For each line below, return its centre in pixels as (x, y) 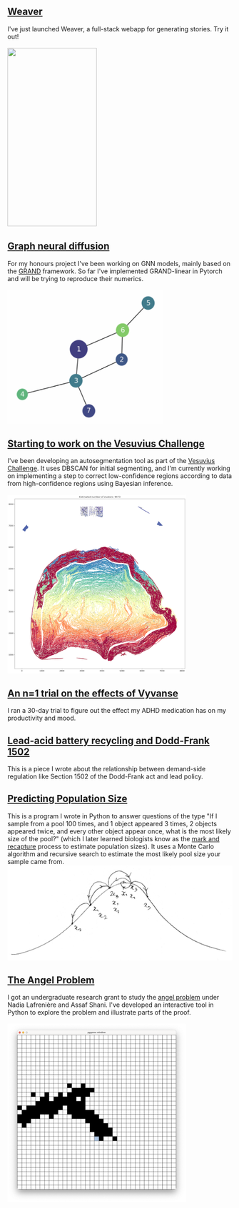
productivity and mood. (42, 718)
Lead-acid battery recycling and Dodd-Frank (109, 740)
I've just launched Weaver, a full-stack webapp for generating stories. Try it (118, 29)
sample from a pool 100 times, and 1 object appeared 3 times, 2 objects (112, 823)
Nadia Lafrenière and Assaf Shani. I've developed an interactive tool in (111, 1005)
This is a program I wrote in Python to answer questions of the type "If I (112, 816)
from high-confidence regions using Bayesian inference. (90, 484)
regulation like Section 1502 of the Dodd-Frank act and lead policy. (105, 776)
